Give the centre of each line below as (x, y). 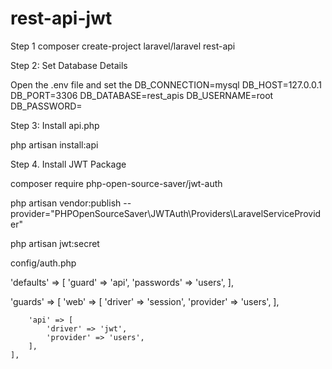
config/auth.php (43, 263)
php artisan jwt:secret (55, 243)
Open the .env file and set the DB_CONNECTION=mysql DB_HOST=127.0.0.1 (166, 84)
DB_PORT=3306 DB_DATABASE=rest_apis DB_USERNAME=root (142, 95)
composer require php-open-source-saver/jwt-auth (116, 183)
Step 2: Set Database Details (69, 65)
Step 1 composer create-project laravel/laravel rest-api (123, 46)
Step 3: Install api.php (55, 125)
